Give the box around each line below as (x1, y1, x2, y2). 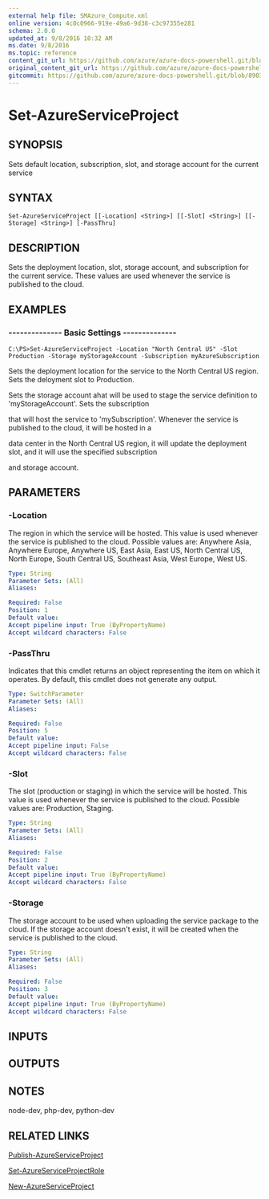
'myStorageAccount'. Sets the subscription (8, 398, 150, 408)
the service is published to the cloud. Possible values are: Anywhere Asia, (8, 536, 252, 546)
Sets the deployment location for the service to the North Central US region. (8, 366, 259, 376)
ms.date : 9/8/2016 (8, 42, 70, 50)
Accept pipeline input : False (8, 742, 110, 750)
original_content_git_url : (8, 64, 98, 72)
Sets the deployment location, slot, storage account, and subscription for (8, 263, 249, 272)
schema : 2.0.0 (8, 27, 56, 35)
